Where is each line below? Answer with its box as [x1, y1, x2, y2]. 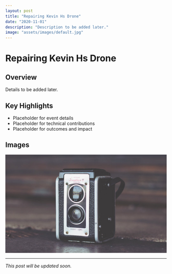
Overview [5, 73, 37, 81]
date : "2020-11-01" [5, 19, 47, 24]
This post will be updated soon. [5, 263, 72, 269]
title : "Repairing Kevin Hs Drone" [5, 13, 81, 19]
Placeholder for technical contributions [12, 120, 95, 127]
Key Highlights [5, 101, 53, 110]
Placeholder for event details [12, 115, 74, 121]
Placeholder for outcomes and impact [12, 125, 93, 132]
